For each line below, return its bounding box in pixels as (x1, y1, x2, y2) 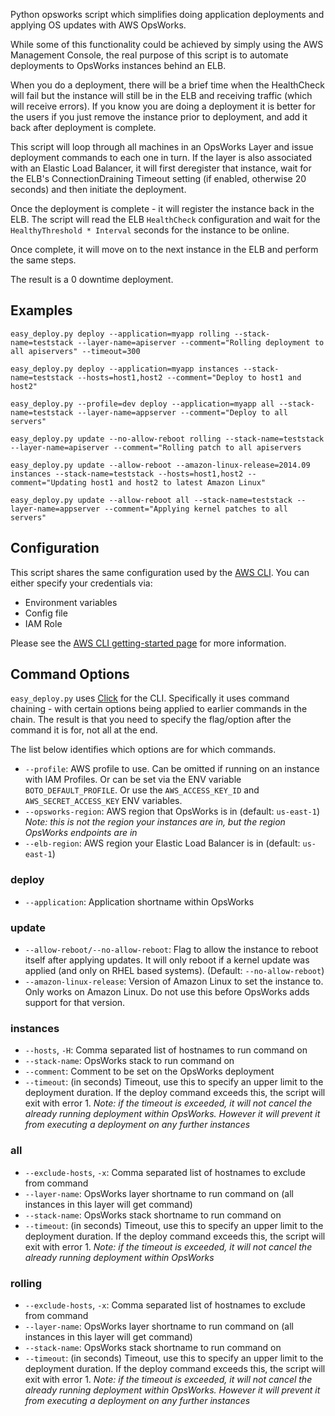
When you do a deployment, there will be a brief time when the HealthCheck (10, 79, 325, 91)
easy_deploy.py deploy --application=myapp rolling (10, 329, 230, 339)
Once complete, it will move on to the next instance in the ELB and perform (10, 244, 319, 255)
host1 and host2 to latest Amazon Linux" (90, 477, 267, 488)
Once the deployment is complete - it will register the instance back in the (10, 203, 315, 214)
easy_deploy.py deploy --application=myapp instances (10, 364, 240, 374)
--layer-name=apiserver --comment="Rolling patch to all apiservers (10, 442, 302, 453)
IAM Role (24, 617, 63, 629)
